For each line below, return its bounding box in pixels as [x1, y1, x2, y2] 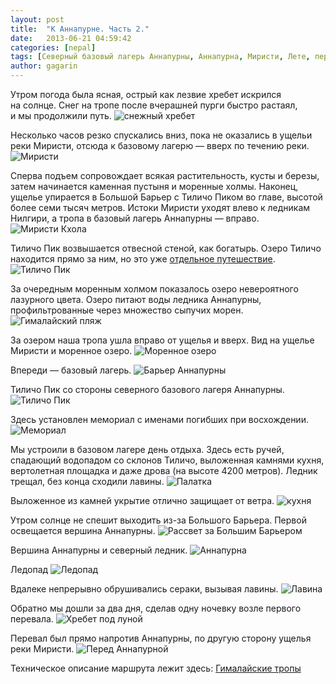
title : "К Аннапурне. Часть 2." [10, 24, 150, 34]
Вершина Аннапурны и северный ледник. [10, 544, 188, 556]
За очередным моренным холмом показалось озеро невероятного [10, 283, 299, 295]
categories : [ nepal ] [10, 42, 97, 53]
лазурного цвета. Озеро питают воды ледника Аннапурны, [10, 294, 262, 305]
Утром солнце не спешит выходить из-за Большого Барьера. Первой [10, 514, 307, 526]
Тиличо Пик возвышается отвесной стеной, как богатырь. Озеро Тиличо [10, 242, 322, 254]
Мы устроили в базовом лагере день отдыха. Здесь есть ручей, [10, 444, 285, 455]
